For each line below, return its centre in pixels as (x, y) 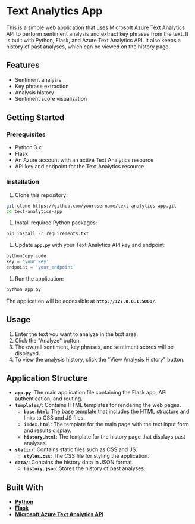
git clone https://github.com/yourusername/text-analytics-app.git (92, 206)
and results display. (47, 430)
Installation (23, 182)
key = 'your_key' (28, 262)
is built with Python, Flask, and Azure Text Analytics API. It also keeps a (94, 40)
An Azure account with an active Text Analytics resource (84, 160)
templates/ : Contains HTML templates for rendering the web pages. (98, 405)
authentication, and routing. (49, 399)
